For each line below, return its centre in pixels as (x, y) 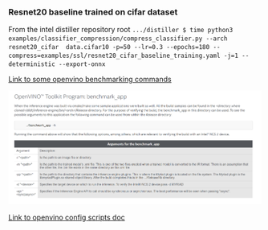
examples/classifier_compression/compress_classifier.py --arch (118, 39)
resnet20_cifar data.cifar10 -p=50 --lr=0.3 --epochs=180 (109, 47)
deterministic (32, 64)
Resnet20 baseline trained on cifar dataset (93, 12)
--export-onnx (82, 64)
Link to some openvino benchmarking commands (90, 80)
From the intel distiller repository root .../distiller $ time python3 (121, 30)
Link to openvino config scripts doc (67, 218)
